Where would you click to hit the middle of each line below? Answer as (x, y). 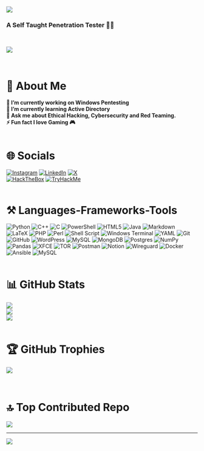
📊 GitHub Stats (46, 285)
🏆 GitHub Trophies (56, 349)
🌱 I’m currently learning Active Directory (58, 109)
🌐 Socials (31, 155)
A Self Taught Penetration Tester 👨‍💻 (60, 25)
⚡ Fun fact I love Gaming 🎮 (41, 122)
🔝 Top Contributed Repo (68, 408)
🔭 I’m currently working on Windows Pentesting (68, 102)
